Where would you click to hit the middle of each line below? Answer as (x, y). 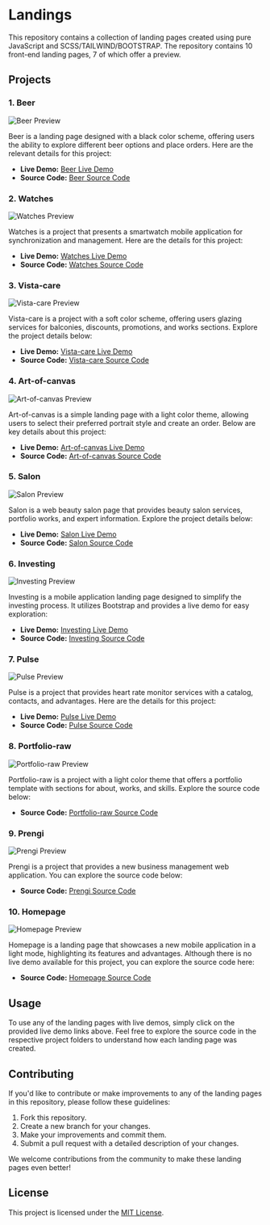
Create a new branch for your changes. (85, 1126)
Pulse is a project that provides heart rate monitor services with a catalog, (131, 692)
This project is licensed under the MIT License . (86, 1212)
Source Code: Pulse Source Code (76, 726)
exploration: (28, 614)
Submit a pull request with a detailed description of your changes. (129, 1143)
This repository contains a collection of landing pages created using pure (130, 37)
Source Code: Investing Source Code (82, 638)
